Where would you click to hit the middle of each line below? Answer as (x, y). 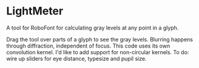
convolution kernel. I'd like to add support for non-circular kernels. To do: (98, 52)
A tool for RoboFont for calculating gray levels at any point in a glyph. (93, 28)
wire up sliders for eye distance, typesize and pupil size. (76, 58)
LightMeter (35, 11)
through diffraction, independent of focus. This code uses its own (88, 46)
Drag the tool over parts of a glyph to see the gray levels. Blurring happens (99, 39)
